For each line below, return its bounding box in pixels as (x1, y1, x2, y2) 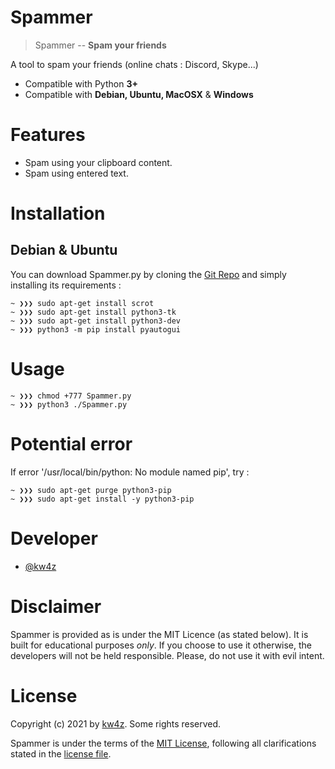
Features (10, 124, 86, 146)
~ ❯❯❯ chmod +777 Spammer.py (10, 391, 132, 401)
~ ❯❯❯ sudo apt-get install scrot (10, 298, 155, 308)
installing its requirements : (10, 279, 122, 291)
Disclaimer (10, 595, 102, 618)
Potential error (10, 433, 133, 455)
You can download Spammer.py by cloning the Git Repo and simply (10, 268, 287, 280)
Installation (10, 202, 106, 225)
